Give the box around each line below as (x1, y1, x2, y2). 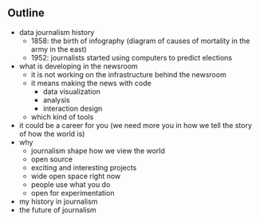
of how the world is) (18, 129, 85, 138)
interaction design (42, 103, 103, 113)
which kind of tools (30, 111, 94, 122)
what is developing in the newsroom (18, 61, 139, 71)
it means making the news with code (30, 78, 152, 88)
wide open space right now (30, 171, 121, 181)
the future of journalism (18, 204, 97, 214)
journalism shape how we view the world (30, 146, 165, 155)
